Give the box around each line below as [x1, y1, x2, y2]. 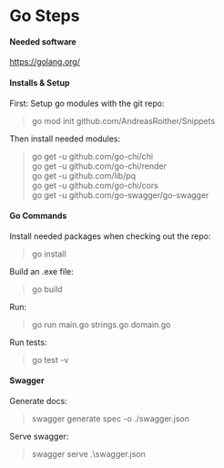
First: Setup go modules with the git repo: [9, 98, 165, 109]
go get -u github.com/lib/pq [31, 170, 137, 181]
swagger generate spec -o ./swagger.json [31, 413, 189, 424]
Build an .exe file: [9, 265, 75, 276]
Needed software [9, 36, 77, 47]
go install [31, 248, 66, 259]
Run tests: [9, 337, 47, 348]
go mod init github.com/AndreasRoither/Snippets [31, 115, 216, 126]
